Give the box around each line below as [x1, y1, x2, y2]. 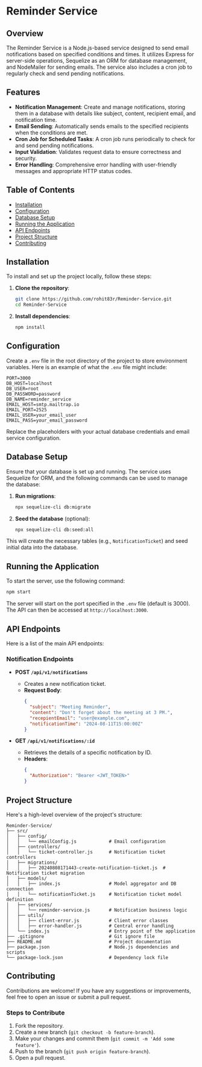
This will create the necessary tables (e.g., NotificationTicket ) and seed [6, 537, 188, 545]
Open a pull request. [14, 1054, 66, 1062]
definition [6, 896, 34, 902]
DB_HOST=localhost [6, 380, 52, 387]
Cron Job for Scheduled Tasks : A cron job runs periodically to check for [14, 135, 195, 142]
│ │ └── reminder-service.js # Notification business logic [6, 907, 188, 913]
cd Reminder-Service [14, 302, 67, 308]
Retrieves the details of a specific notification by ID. [24, 749, 152, 756]
